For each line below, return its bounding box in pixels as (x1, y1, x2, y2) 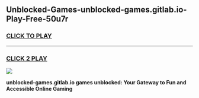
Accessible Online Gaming (6, 85, 73, 92)
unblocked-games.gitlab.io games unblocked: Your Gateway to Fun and (6, 78, 187, 86)
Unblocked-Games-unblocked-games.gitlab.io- (6, 5, 187, 15)
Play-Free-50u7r (6, 14, 69, 24)
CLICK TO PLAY (6, 32, 52, 40)
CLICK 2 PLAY (6, 54, 47, 62)
